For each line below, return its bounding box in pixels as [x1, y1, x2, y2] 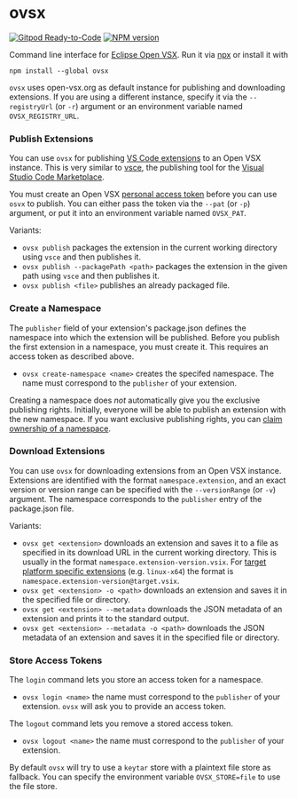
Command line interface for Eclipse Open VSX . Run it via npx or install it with [9, 49, 289, 60]
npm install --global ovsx [9, 66, 109, 76]
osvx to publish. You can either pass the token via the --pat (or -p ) [9, 198, 251, 209]
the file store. [9, 781, 58, 792]
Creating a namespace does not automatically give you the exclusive [9, 395, 261, 405]
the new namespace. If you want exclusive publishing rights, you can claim [9, 413, 283, 424]
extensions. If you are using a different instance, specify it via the [9, 92, 248, 102]
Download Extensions [9, 445, 106, 458]
